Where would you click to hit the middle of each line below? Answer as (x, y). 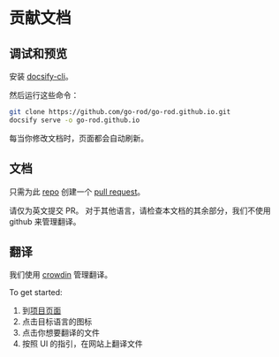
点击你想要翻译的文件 (60, 333)
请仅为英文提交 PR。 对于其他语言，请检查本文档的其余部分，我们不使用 (140, 210)
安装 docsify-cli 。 (41, 76)
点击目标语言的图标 (57, 322)
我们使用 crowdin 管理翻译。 (61, 275)
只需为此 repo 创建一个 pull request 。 (77, 192)
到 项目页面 (41, 311)
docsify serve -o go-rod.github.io (75, 120)
